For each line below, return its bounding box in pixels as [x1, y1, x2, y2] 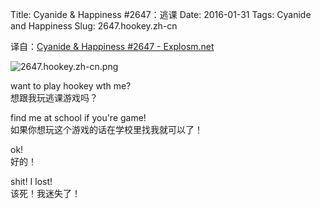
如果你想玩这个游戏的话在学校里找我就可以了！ [10, 124, 203, 135]
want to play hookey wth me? [10, 80, 132, 92]
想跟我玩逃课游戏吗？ [10, 92, 98, 103]
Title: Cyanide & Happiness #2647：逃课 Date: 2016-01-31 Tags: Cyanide [10, 9, 312, 20]
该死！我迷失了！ [10, 188, 81, 199]
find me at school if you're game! [10, 112, 147, 123]
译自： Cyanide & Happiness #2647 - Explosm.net [10, 41, 215, 52]
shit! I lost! [10, 176, 53, 187]
